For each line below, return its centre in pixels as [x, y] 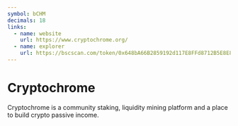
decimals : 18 [27, 20]
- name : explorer [39, 46]
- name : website [38, 33]
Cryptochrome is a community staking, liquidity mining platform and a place [118, 107]
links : [17, 27]
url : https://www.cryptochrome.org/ [74, 40]
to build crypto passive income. [53, 115]
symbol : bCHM [27, 14]
